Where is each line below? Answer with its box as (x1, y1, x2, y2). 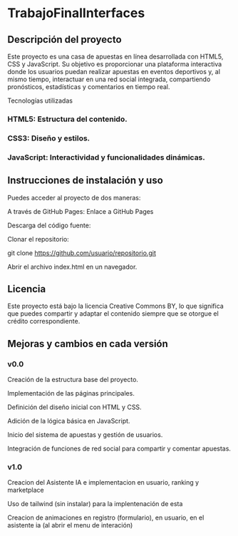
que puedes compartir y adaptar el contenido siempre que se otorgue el (7, 309, 219, 318)
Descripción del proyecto (7, 33, 123, 46)
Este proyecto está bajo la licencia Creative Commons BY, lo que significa (7, 301, 224, 311)
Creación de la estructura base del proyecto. (7, 376, 139, 384)
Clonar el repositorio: (7, 234, 69, 243)
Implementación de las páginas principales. (7, 389, 135, 398)
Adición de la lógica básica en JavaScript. (7, 417, 130, 426)
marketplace (7, 486, 44, 495)
